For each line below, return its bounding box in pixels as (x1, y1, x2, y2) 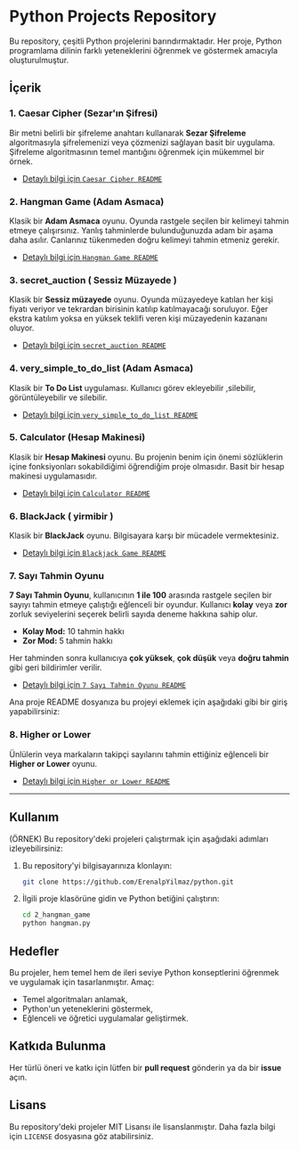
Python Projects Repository (9, 6, 217, 27)
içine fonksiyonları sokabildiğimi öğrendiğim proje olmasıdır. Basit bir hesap (9, 461, 285, 471)
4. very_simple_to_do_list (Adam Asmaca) (9, 363, 194, 375)
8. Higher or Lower (9, 729, 92, 741)
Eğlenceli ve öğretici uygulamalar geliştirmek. (21, 1013, 189, 1024)
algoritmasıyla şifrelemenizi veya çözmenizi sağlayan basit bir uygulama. (9, 136, 276, 148)
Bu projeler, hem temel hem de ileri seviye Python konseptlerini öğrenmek (9, 966, 279, 977)
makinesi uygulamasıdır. (9, 470, 98, 481)
